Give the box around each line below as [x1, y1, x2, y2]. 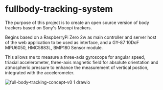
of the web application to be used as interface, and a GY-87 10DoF [5, 39, 140, 45]
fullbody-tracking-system [5, 3, 113, 15]
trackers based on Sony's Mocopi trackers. [5, 24, 92, 30]
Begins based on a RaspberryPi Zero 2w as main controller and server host [5, 34, 157, 40]
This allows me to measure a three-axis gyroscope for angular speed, [5, 54, 145, 60]
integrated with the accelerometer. [5, 69, 75, 75]
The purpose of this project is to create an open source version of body [5, 20, 149, 25]
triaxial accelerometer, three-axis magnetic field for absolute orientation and [5, 59, 159, 65]
